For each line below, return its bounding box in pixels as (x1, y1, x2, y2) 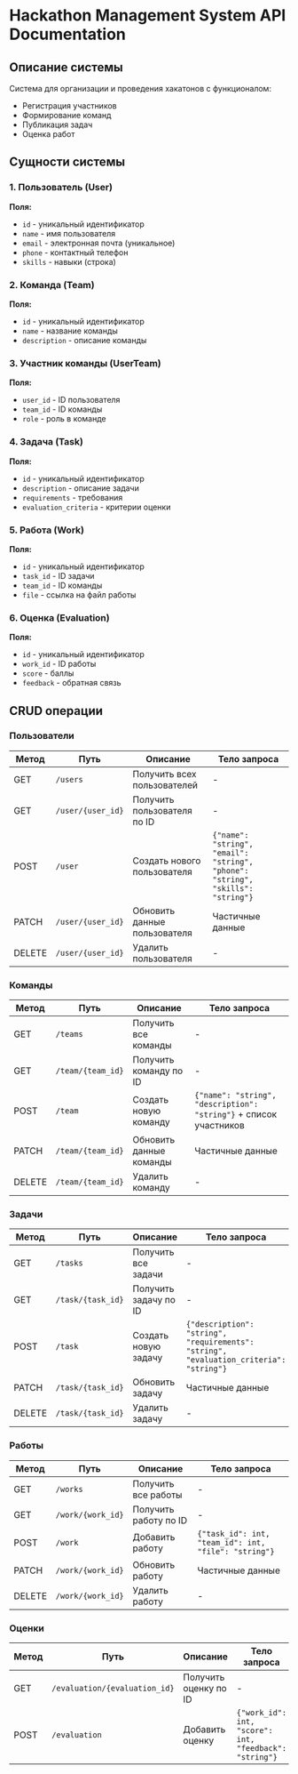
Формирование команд (21, 110, 112, 120)
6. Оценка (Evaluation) (9, 611, 110, 623)
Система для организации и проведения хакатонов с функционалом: (9, 84, 272, 93)
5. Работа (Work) (9, 524, 84, 536)
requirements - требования (21, 492, 123, 502)
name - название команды (21, 325, 118, 336)
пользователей (132, 779, 198, 791)
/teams (55, 1029, 83, 1040)
